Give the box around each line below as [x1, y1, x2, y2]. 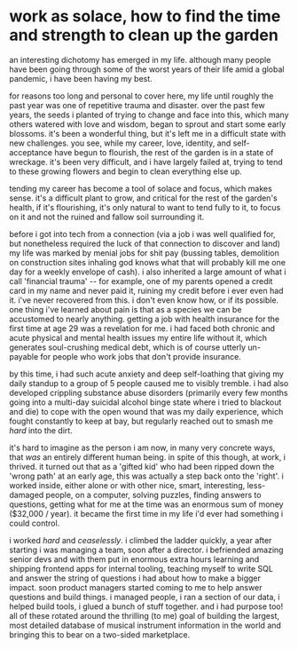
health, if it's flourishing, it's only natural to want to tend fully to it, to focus [9, 202, 281, 212]
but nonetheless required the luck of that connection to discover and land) [9, 238, 281, 249]
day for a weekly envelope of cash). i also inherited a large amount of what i [9, 266, 286, 277]
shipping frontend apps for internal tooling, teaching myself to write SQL [9, 563, 273, 574]
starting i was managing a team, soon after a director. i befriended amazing [9, 544, 284, 555]
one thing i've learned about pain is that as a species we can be [9, 304, 242, 314]
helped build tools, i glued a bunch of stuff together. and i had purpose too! [9, 601, 284, 612]
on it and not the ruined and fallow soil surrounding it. [9, 211, 205, 222]
